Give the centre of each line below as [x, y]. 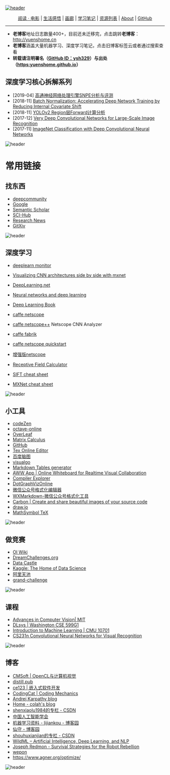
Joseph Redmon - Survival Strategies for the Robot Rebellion [76, 746]
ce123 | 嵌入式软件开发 [36, 687]
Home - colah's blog [34, 704]
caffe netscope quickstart [39, 344]
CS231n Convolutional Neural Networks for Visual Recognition [77, 636]
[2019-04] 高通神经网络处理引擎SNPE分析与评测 [63, 95]
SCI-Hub [22, 215]
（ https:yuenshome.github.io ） [47, 64]
